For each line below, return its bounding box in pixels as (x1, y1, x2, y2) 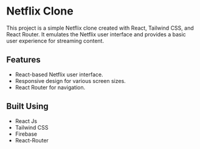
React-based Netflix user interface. (15, 71, 103, 78)
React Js (15, 117, 38, 125)
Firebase (15, 130, 38, 137)
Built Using (6, 101, 49, 111)
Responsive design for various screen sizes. (15, 77, 126, 84)
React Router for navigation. (15, 84, 86, 91)
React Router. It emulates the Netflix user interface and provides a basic (6, 30, 187, 38)
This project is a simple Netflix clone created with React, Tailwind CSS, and (6, 24, 194, 31)
